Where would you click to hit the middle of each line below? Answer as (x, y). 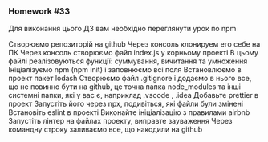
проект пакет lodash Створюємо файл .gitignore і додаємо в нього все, (130, 79)
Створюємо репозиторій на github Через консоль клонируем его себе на (134, 44)
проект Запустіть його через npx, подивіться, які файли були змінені (126, 104)
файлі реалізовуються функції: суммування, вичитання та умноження (128, 61)
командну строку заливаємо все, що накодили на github (106, 129)
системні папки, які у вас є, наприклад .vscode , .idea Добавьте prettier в (134, 95)
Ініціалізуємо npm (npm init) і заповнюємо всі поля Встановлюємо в (125, 70)
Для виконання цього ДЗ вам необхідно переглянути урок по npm (122, 29)
